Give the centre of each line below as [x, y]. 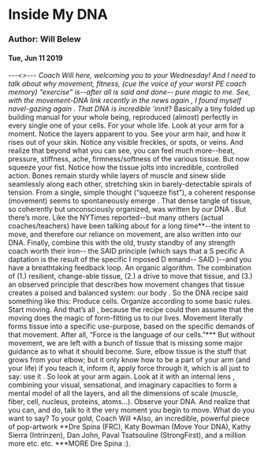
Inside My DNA [58, 15]
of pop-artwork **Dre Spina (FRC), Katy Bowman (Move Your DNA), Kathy [130, 427]
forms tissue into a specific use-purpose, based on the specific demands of [131, 326]
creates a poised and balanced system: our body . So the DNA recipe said [128, 293]
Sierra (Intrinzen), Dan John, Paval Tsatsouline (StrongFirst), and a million [127, 436]
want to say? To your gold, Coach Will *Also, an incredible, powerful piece [129, 418]
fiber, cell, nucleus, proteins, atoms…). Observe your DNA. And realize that [129, 402]
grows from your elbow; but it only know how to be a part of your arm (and [129, 360]
